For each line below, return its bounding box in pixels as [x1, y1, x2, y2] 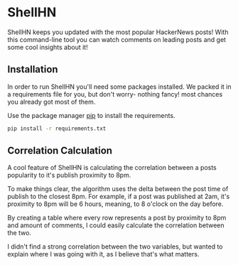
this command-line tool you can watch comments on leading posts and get [7, 35, 226, 43]
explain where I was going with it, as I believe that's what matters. [7, 250, 200, 259]
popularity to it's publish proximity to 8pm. [7, 171, 131, 180]
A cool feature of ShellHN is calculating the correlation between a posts [7, 163, 217, 172]
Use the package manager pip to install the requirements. [7, 111, 175, 119]
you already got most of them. [7, 97, 96, 106]
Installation [7, 63, 58, 75]
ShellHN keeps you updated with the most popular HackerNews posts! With [7, 28, 229, 36]
